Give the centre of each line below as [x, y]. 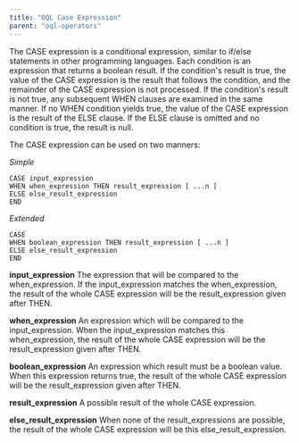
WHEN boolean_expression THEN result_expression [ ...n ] [119, 242]
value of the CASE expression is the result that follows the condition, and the [150, 79]
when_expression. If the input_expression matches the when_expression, [143, 284]
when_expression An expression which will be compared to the [126, 320]
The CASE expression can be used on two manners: [105, 145]
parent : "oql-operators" [55, 26]
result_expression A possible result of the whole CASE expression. [133, 402]
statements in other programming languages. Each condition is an [130, 61]
